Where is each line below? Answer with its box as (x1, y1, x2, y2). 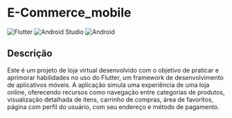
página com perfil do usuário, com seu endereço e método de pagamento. (7, 102, 220, 111)
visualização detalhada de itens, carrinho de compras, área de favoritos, (7, 95, 213, 104)
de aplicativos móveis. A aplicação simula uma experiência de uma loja (7, 81, 210, 89)
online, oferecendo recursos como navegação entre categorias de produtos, (7, 88, 225, 96)
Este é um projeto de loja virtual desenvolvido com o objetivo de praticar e (7, 66, 220, 74)
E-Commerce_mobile (7, 5, 132, 21)
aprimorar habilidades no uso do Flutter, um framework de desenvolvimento (7, 73, 224, 81)
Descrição (7, 48, 53, 59)
